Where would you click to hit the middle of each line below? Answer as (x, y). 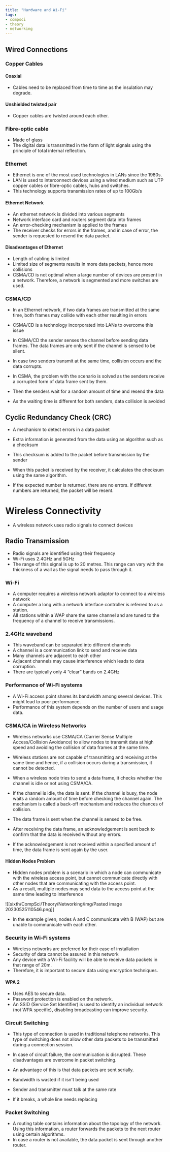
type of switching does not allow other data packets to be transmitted (85, 1039)
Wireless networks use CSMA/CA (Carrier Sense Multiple (73, 736)
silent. (19, 351)
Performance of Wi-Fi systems (44, 685)
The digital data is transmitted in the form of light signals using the (82, 145)
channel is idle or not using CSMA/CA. (53, 783)
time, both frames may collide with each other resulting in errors (80, 315)
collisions (23, 269)
